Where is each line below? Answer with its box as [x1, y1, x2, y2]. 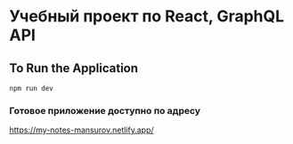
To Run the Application [9, 60, 139, 76]
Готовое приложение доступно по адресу [9, 104, 201, 116]
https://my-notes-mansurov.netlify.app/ [9, 124, 154, 135]
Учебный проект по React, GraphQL [9, 6, 285, 27]
